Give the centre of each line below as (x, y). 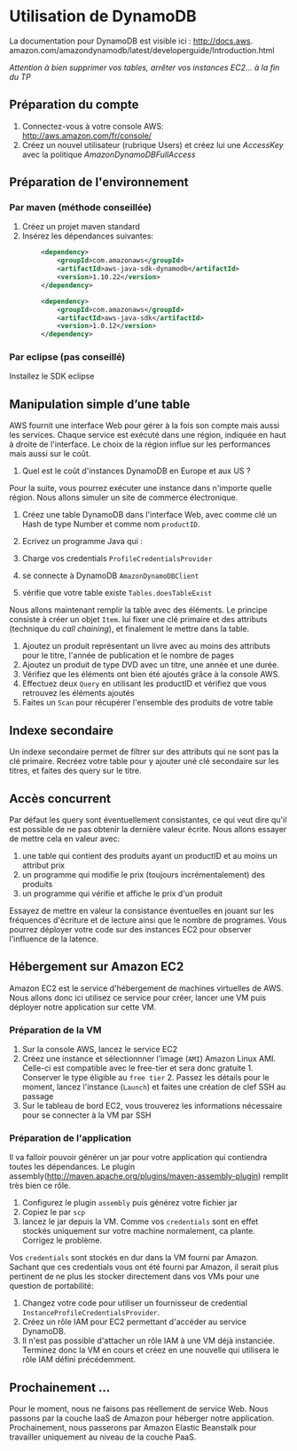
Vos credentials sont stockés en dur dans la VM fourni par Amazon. (134, 1258)
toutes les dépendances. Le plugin (72, 1166)
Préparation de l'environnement (99, 182)
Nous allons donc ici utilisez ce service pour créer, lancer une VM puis (138, 997)
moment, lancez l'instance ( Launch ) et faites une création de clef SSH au (154, 1087)
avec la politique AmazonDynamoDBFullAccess (109, 154)
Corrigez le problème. (62, 1240)
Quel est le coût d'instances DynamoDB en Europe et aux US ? (136, 471)
